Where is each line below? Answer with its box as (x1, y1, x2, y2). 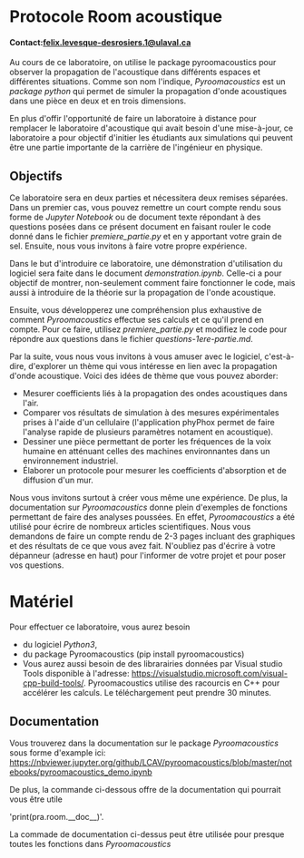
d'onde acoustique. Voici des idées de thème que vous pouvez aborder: (9, 370, 279, 382)
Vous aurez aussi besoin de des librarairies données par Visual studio (22, 658, 283, 669)
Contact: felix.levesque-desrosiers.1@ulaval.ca (9, 36, 191, 47)
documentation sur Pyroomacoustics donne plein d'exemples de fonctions (9, 502, 288, 513)
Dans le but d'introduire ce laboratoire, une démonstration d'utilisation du (9, 258, 283, 269)
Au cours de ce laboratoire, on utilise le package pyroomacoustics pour (9, 57, 277, 68)
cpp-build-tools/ (22, 678, 84, 688)
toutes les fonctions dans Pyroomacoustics (9, 838, 172, 849)
